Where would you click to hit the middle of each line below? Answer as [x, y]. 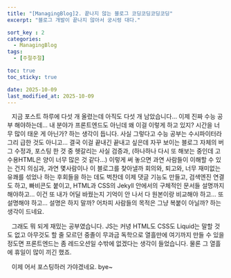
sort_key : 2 [26, 33]
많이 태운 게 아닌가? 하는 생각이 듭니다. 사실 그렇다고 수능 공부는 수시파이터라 [118, 134]
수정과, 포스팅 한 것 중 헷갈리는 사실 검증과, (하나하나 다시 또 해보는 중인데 [114, 151]
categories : [24, 39]
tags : [15, 52]
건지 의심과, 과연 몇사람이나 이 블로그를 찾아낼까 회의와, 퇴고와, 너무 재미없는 [118, 168]
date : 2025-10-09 [32, 90]
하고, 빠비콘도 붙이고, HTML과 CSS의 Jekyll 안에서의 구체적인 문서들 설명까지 [119, 186]
